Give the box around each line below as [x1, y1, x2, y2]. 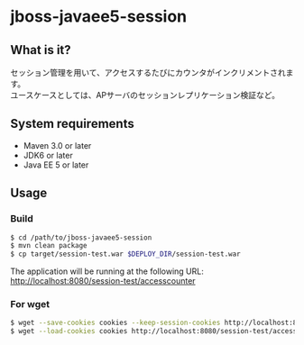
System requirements [10, 116, 134, 132]
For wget [10, 298, 51, 311]
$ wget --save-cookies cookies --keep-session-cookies [10, 318, 221, 328]
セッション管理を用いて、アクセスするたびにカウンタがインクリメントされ [10, 68, 287, 77]
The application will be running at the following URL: [10, 266, 204, 277]
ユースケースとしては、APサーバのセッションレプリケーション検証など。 [10, 90, 281, 100]
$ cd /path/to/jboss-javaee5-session [10, 232, 152, 242]
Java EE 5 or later [23, 159, 89, 170]
